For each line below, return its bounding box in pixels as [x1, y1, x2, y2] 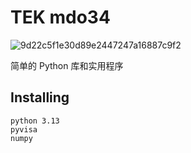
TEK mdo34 [10, 6, 111, 29]
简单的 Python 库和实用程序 [10, 59, 124, 71]
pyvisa [10, 124, 38, 135]
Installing [10, 89, 70, 106]
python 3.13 [10, 116, 60, 126]
